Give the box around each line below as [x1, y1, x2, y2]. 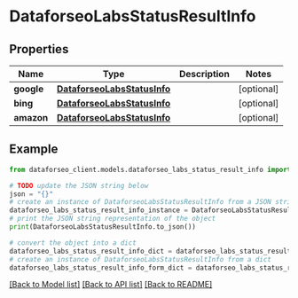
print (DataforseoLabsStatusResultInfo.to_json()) [9, 223, 197, 231]
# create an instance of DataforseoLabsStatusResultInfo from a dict [9, 255, 272, 263]
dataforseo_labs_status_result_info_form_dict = [9, 263, 192, 272]
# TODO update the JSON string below [9, 181, 149, 190]
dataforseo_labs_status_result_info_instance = [9, 206, 189, 215]
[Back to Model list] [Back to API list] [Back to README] [9, 279, 213, 290]
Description [178, 68, 231, 80]
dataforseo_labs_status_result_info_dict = [9, 247, 173, 255]
